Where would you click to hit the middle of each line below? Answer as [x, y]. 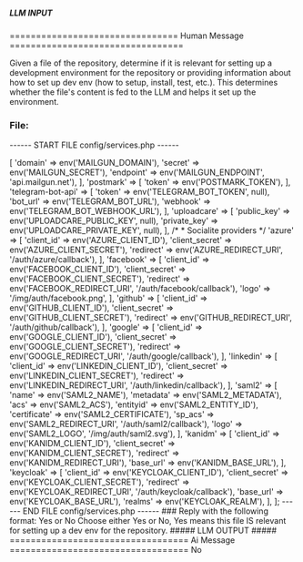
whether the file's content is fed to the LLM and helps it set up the [133, 92]
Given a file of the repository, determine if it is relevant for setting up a [141, 63]
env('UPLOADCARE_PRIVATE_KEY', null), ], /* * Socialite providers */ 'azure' [151, 230]
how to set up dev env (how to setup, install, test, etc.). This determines [144, 82]
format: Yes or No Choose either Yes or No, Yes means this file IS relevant [148, 521]
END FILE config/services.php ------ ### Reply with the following [145, 511]
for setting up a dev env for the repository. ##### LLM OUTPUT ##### [143, 531]
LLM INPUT [31, 13]
